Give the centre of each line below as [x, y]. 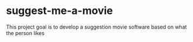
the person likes [25, 33]
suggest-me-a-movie [59, 11]
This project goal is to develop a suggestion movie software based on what [96, 27]
